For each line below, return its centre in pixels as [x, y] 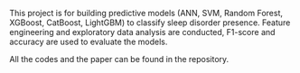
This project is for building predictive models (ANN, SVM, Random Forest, [146, 13]
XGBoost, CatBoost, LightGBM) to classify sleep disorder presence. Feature [150, 23]
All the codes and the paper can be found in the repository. [119, 59]
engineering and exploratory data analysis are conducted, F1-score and [142, 32]
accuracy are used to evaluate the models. [89, 41]
